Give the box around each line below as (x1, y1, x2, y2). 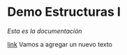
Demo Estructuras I (7, 4, 121, 20)
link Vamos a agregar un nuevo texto (7, 40, 113, 48)
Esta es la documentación (7, 27, 82, 35)
